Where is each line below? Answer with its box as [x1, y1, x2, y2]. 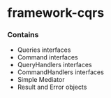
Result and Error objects [17, 83, 87, 92]
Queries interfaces [17, 45, 71, 54]
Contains [7, 30, 39, 40]
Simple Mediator [17, 76, 65, 84]
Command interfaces [17, 53, 78, 62]
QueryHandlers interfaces [17, 61, 92, 69]
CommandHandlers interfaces [17, 68, 105, 76]
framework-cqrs [7, 5, 105, 21]
